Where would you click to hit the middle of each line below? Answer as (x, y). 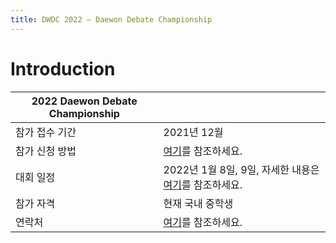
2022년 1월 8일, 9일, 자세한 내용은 (241, 169)
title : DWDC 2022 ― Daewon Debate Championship (111, 19)
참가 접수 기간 (46, 132)
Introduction (63, 68)
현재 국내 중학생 (198, 203)
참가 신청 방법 (46, 151)
